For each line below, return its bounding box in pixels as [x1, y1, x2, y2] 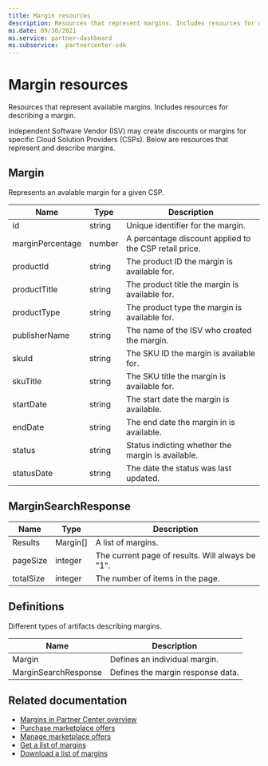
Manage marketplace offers [19, 732, 112, 741]
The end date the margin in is [126, 416, 235, 427]
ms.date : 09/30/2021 [8, 26, 77, 34]
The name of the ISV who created [126, 324, 253, 335]
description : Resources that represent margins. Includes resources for [8, 19, 255, 27]
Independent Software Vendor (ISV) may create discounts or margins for [8, 126, 247, 136]
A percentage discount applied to [126, 232, 251, 244]
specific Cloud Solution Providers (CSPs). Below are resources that [8, 135, 229, 145]
